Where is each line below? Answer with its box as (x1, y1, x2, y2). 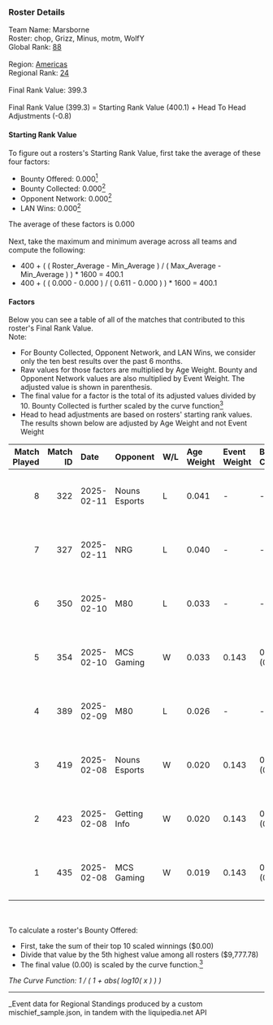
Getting (115, 807, 144, 819)
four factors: (8, 157, 50, 167)
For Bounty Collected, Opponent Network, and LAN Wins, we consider (19, 348, 256, 357)
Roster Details (8, 6, 66, 18)
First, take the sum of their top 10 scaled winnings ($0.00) (19, 941, 214, 950)
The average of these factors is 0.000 (8, 219, 136, 229)
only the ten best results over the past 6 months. (19, 357, 183, 366)
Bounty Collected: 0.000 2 (19, 182, 106, 193)
